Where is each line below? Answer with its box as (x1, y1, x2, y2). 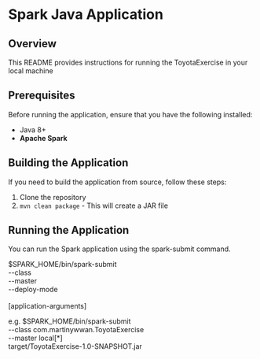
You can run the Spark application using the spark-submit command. (8, 244, 231, 254)
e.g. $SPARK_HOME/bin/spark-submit (8, 316, 131, 326)
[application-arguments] (8, 302, 87, 311)
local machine (8, 66, 53, 76)
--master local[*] (8, 333, 63, 343)
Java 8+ (19, 124, 46, 135)
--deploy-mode (8, 285, 58, 294)
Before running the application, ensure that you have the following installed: (8, 109, 253, 119)
